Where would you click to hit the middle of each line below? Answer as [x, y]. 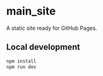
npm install [21, 61]
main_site [31, 11]
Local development [43, 47]
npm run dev [21, 67]
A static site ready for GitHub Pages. [52, 28]
